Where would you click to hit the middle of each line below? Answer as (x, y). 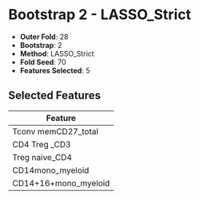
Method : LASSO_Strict (57, 53)
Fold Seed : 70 (43, 62)
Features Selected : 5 (55, 70)
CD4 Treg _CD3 (42, 144)
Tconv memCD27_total (55, 131)
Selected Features (55, 96)
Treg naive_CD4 (42, 157)
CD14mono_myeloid (51, 170)
